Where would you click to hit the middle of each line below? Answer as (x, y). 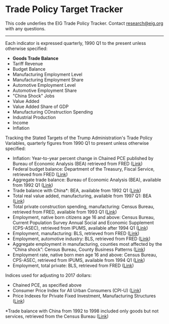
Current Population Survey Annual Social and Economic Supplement (83, 223)
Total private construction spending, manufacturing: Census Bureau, (83, 206)
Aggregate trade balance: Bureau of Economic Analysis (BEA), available (87, 180)
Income (20, 123)
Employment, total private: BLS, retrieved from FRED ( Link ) (73, 265)
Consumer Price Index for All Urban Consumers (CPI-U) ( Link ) (77, 290)
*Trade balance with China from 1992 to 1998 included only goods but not (82, 311)
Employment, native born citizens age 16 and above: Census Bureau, (83, 217)
